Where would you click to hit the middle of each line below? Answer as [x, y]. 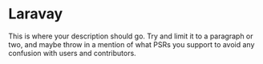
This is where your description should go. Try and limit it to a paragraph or [131, 36]
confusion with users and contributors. [72, 53]
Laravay [36, 14]
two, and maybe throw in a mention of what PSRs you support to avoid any [131, 44]
